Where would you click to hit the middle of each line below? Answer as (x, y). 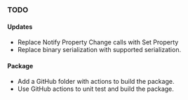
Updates (20, 27)
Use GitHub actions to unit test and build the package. (95, 89)
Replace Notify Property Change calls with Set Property (98, 42)
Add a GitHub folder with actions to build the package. (96, 82)
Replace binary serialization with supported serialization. (99, 50)
